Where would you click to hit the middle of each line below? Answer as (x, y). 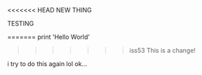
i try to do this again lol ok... (47, 64)
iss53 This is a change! (163, 50)
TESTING (21, 23)
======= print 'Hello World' (48, 37)
